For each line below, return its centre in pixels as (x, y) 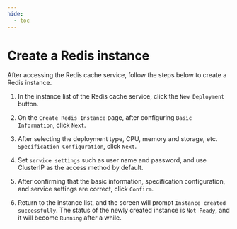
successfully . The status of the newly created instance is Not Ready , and (123, 211)
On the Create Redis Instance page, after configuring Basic (105, 118)
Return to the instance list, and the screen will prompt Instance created (122, 203)
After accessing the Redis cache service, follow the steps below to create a (117, 75)
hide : (15, 14)
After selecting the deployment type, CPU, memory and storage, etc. (117, 139)
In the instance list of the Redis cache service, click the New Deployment (121, 96)
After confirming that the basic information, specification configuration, (121, 181)
